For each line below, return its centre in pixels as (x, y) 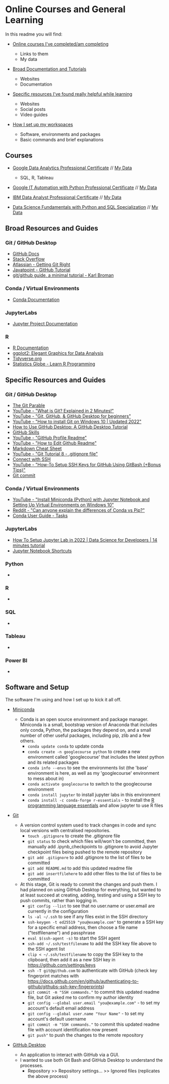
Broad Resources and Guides (52, 228)
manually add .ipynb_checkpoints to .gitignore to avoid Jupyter (93, 846)
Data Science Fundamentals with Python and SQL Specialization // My (85, 207)
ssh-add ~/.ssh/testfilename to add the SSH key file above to (92, 943)
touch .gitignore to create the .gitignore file (74, 836)
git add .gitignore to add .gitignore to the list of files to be (90, 857)
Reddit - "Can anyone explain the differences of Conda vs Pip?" (79, 510)
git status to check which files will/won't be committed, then (92, 841)
